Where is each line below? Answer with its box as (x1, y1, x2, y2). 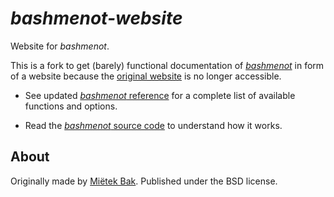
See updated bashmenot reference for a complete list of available (24, 89, 296, 101)
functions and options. (24, 100, 118, 112)
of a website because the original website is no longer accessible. (10, 70, 282, 82)
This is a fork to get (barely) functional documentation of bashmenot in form (10, 59, 325, 71)
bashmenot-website (10, 7, 183, 30)
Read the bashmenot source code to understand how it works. (24, 119, 283, 131)
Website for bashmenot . (10, 40, 110, 52)
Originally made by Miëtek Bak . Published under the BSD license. (10, 175, 278, 187)
